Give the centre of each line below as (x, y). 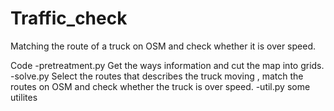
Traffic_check (69, 18)
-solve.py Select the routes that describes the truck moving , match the (157, 76)
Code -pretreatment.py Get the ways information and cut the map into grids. (167, 65)
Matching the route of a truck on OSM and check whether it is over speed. (163, 46)
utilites (24, 97)
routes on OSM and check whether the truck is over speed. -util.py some (160, 86)
